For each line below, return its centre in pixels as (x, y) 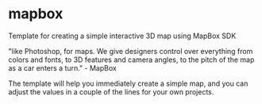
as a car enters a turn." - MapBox (62, 67)
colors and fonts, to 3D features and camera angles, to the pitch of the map (131, 60)
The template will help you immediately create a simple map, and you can (128, 83)
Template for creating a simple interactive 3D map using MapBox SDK (122, 36)
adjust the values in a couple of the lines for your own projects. (111, 91)
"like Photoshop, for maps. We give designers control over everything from (131, 51)
